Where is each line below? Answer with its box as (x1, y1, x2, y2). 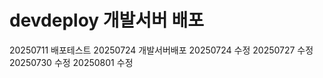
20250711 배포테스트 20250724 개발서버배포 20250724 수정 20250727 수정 (9, 44, 314, 56)
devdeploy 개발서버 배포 (9, 9, 205, 32)
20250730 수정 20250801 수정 (9, 56, 134, 68)
